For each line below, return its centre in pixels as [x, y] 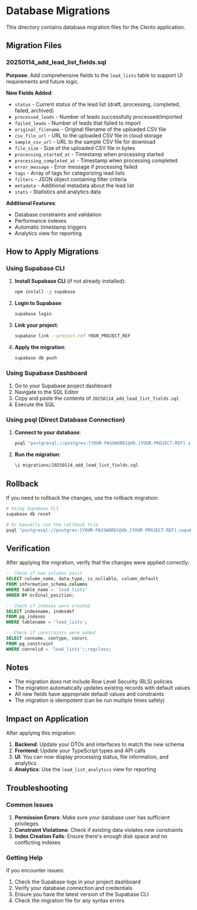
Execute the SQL [35, 404]
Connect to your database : [48, 433]
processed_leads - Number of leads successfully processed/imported [98, 116]
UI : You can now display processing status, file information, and [91, 757]
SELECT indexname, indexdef [40, 611]
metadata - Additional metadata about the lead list [74, 185]
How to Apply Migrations [52, 252]
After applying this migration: [41, 733]
